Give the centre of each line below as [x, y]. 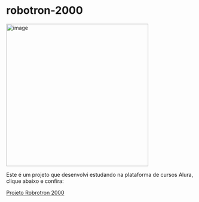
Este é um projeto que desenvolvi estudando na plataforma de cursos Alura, [100, 174]
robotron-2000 [45, 10]
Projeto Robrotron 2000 [35, 192]
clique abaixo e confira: [35, 181]
